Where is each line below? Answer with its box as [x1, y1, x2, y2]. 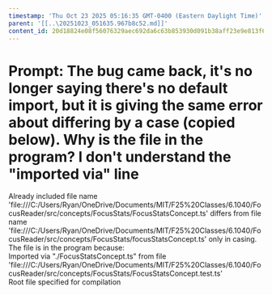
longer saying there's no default [8, 78, 228, 97]
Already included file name [8, 192, 98, 201]
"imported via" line [8, 165, 139, 183]
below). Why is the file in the [8, 130, 204, 149]
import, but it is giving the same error [8, 96, 263, 114]
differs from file [210, 209, 261, 218]
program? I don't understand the [8, 147, 232, 166]
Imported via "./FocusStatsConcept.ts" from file [8, 251, 167, 261]
